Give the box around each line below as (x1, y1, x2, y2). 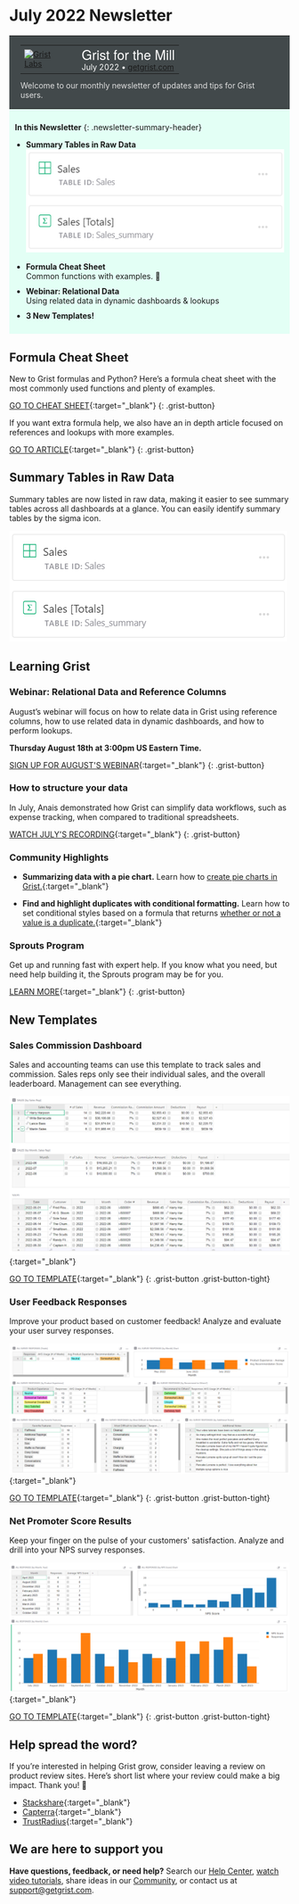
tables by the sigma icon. (9, 512, 101, 523)
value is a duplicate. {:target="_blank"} (21, 917, 163, 928)
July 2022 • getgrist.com (81, 62, 175, 72)
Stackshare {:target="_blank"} (21, 1797, 131, 1808)
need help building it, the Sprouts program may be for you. (9, 969, 224, 980)
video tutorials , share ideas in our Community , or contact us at (9, 1875, 238, 1885)
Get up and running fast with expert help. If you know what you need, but (9, 960, 278, 971)
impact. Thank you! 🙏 (9, 1780, 87, 1791)
